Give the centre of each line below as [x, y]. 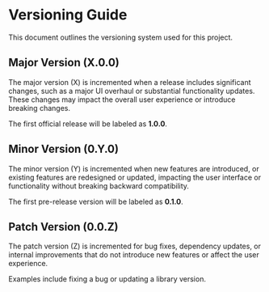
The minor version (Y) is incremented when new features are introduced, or [134, 168]
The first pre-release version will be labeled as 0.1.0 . [96, 201]
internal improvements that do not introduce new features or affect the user [134, 255]
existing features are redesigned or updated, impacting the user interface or [134, 177]
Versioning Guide [68, 15]
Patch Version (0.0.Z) [63, 227]
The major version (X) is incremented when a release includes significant [130, 82]
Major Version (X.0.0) [64, 63]
